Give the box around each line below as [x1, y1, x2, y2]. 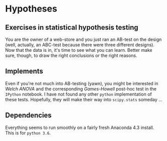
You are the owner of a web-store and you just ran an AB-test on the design [5, 36, 162, 42]
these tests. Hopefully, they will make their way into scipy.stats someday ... [5, 96, 163, 102]
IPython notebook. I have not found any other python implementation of [5, 91, 152, 97]
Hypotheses [5, 3, 58, 15]
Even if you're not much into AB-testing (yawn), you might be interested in [5, 80, 159, 86]
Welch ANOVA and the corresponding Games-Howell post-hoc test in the [5, 86, 157, 92]
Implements [5, 67, 44, 76]
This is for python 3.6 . [5, 129, 51, 136]
